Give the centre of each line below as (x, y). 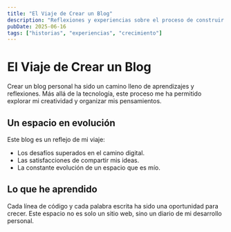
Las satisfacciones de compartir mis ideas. (78, 160)
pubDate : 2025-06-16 (37, 26)
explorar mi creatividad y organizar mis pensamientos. (84, 101)
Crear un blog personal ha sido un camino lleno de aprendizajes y (101, 87)
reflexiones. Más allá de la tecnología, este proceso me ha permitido (104, 93)
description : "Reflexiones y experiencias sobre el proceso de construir (116, 20)
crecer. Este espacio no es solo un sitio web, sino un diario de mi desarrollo (115, 213)
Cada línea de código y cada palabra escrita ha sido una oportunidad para (113, 206)
